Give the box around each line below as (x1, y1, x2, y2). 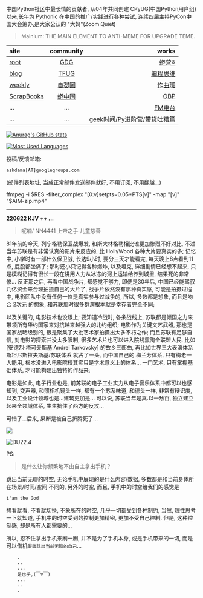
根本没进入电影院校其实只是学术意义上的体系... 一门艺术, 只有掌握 (25, 359, 188, 366)
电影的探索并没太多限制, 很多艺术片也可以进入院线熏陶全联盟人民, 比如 (19, 336, 195, 344)
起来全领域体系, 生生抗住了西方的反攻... (6, 402, 105, 409)
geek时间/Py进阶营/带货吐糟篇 (89, 115, 176, 123)
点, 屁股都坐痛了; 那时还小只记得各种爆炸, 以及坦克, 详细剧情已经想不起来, (6, 263, 190, 270)
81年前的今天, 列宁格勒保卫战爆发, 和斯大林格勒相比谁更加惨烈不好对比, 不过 (6, 240, 196, 247)
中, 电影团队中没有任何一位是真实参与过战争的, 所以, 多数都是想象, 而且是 (6, 293, 188, 300)
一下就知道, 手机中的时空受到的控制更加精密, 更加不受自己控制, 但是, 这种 (6, 514, 188, 521)
